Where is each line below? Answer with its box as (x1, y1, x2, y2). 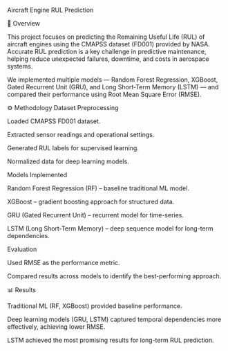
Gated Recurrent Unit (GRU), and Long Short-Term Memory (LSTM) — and (7, 83, 219, 91)
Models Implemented (7, 171, 68, 179)
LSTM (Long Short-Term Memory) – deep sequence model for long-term (7, 224, 213, 233)
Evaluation (7, 245, 37, 253)
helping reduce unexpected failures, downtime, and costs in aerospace (7, 55, 209, 63)
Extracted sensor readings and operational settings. (7, 131, 155, 138)
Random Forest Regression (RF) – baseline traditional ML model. (7, 184, 190, 192)
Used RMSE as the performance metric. (7, 259, 120, 267)
